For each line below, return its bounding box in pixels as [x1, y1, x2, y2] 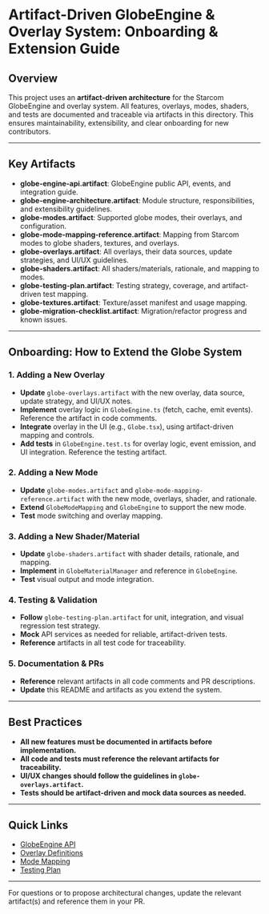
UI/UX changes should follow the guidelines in [19, 771, 178, 780]
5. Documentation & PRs [8, 658, 104, 669]
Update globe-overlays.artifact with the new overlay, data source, [19, 387, 245, 397]
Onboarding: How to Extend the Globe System [8, 346, 243, 359]
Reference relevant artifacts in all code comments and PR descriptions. [19, 676, 255, 686]
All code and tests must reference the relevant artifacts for [19, 754, 220, 764]
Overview [8, 71, 58, 85]
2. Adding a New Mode [8, 467, 98, 478]
